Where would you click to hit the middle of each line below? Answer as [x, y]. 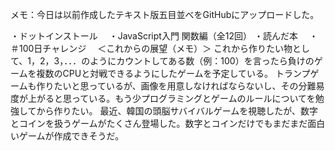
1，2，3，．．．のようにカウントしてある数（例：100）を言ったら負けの [171, 61]
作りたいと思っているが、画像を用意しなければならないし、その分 [172, 86]
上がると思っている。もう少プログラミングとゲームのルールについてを [171, 98]
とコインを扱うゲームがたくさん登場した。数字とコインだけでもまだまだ [159, 123]
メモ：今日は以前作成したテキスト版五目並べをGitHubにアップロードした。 [165, 14]
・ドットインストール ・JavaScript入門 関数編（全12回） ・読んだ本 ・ [164, 36]
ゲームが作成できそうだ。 [71, 136]
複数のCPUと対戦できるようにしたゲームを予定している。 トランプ [173, 73]
